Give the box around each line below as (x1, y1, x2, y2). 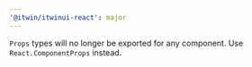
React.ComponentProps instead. (9, 46, 122, 58)
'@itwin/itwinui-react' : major (9, 13, 127, 22)
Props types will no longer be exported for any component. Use (9, 38, 244, 48)
